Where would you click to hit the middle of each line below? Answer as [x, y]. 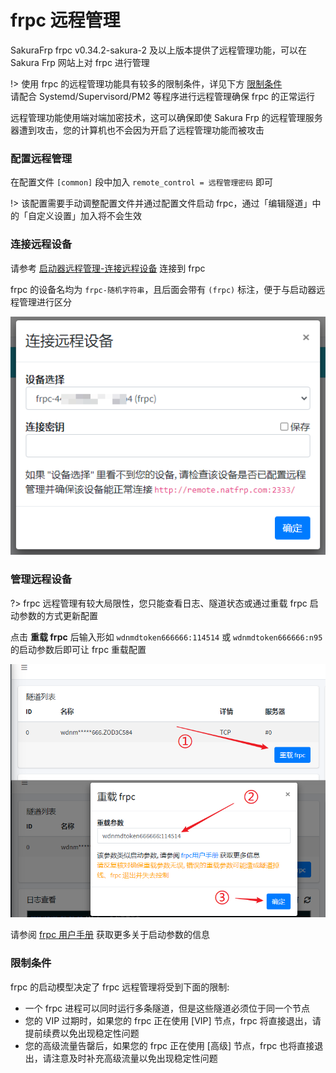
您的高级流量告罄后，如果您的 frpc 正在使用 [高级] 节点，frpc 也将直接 [169, 1045]
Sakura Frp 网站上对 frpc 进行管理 [80, 62]
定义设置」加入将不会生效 [89, 216]
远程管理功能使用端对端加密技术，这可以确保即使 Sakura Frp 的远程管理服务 [166, 117]
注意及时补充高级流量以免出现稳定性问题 [134, 1058]
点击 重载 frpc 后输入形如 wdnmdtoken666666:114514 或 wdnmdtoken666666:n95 [166, 637]
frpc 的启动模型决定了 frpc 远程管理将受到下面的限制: [120, 987]
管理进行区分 [45, 302]
